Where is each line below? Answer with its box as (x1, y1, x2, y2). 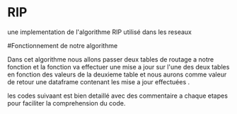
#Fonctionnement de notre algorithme (7, 41, 118, 50)
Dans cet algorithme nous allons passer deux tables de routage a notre (7, 55, 214, 64)
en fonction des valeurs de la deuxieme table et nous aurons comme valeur (7, 70, 227, 79)
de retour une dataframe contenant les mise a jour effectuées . (7, 77, 190, 86)
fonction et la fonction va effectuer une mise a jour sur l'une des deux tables (7, 62, 230, 71)
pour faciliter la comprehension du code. (7, 98, 126, 107)
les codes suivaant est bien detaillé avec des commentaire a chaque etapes (7, 91, 229, 100)
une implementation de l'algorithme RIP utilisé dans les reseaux (7, 28, 192, 36)
